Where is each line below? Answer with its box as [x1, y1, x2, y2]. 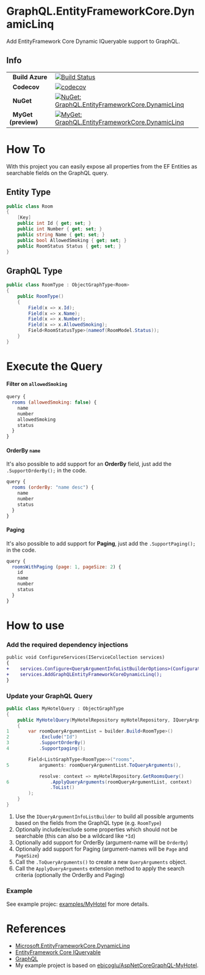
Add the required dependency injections [6, 640, 129, 649]
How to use [6, 619, 65, 632]
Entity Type [6, 187, 51, 197]
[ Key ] [17, 214, 32, 221]
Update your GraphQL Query [6, 691, 93, 700]
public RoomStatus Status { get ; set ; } [17, 243, 121, 249]
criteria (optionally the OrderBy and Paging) [15, 871, 125, 878]
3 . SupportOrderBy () [6, 740, 86, 746]
